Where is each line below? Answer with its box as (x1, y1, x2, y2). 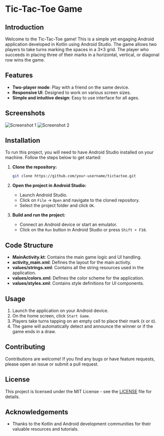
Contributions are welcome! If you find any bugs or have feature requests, (5, 356, 155, 362)
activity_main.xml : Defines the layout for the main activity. (12, 259, 131, 265)
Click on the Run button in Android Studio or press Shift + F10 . (19, 227, 147, 233)
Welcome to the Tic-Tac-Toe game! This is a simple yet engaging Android (5, 36, 154, 42)
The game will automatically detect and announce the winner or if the (12, 323, 154, 329)
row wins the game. (5, 57, 45, 62)
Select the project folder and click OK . (19, 203, 95, 209)
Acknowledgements (5, 407, 68, 416)
